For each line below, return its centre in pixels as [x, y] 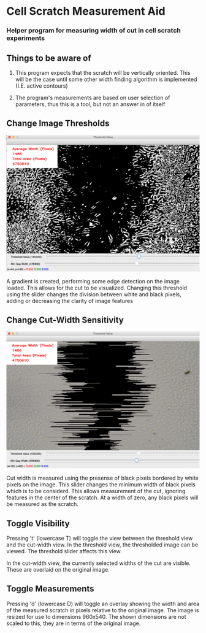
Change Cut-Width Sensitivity [65, 320]
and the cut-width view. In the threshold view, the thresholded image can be [102, 545]
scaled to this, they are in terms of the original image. [74, 623]
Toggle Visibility [38, 524]
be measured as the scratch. [42, 504]
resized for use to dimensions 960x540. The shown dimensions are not [96, 616]
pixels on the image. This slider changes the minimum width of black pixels [101, 485]
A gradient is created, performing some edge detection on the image [93, 281]
